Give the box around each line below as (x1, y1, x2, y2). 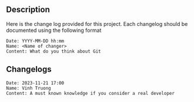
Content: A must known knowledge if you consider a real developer (6, 90, 175, 96)
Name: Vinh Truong (6, 85, 51, 91)
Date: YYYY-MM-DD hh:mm (6, 38, 65, 44)
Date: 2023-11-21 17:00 (6, 80, 65, 86)
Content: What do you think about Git (6, 48, 101, 54)
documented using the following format (6, 27, 102, 34)
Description (6, 5, 50, 15)
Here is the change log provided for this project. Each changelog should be (6, 20, 188, 27)
